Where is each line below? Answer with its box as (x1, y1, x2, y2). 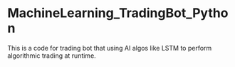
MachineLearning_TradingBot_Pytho (7, 5, 229, 21)
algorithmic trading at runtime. (7, 51, 96, 60)
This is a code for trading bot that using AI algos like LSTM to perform (7, 43, 212, 52)
